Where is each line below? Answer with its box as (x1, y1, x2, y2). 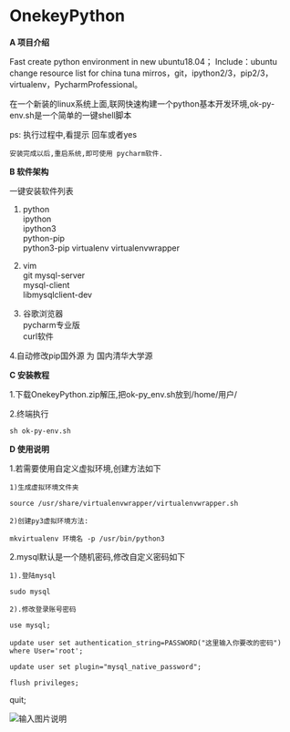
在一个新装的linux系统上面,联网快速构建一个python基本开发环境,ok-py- (9, 98, 275, 109)
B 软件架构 (9, 166, 49, 177)
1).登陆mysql (9, 571, 57, 580)
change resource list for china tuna (9, 67, 141, 78)
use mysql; (9, 621, 51, 630)
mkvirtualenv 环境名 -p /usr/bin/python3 (9, 534, 165, 543)
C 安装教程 (9, 369, 50, 380)
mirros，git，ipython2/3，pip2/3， (142, 67, 274, 78)
